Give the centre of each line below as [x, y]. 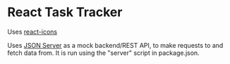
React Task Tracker [65, 12]
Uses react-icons [32, 32]
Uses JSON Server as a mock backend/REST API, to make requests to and [115, 45]
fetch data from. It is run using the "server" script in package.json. [103, 53]
